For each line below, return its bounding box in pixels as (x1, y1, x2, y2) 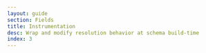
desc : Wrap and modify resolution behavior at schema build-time (7, 29, 199, 36)
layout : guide (7, 10, 48, 17)
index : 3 (7, 36, 32, 43)
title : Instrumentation (7, 23, 76, 30)
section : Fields (7, 17, 54, 23)
